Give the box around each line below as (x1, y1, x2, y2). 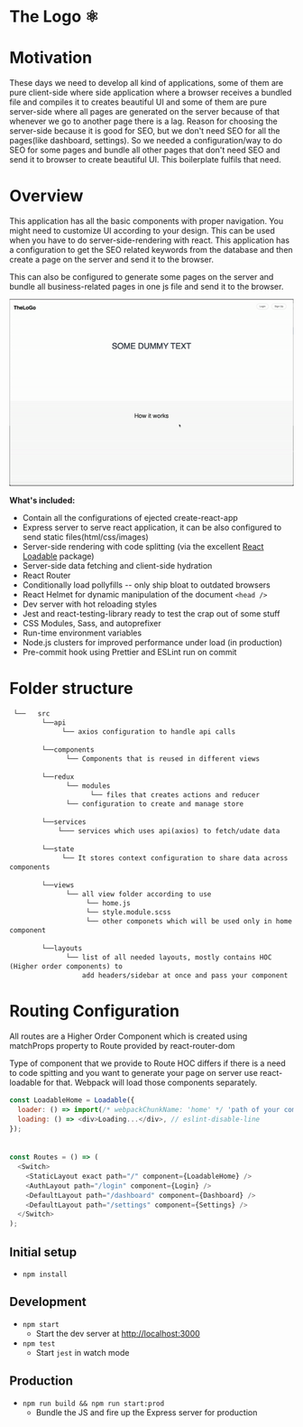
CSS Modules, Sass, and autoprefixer (22, 618, 162, 629)
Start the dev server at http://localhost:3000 (35, 1328, 200, 1339)
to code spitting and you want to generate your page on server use (9, 1067, 259, 1078)
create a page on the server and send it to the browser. (9, 255, 215, 265)
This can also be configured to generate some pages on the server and (9, 272, 274, 283)
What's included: (9, 495, 76, 506)
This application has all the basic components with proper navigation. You (9, 216, 284, 227)
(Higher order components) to (9, 961, 124, 971)
